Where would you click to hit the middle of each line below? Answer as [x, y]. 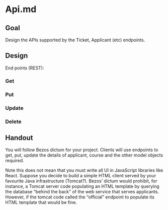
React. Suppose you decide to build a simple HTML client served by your [81, 176]
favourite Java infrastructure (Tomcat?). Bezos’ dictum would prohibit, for [81, 181]
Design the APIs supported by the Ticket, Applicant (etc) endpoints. [75, 40]
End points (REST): [25, 68]
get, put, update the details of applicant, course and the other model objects [84, 155]
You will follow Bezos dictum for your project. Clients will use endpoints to [82, 150]
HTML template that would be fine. [41, 202]
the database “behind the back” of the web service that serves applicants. [82, 192]
